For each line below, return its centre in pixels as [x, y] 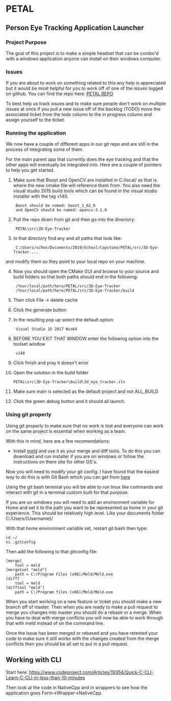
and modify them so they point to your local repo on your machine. [76, 262]
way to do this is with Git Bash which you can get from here [68, 477]
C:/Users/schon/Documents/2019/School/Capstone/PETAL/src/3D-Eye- [87, 248]
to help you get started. [30, 170]
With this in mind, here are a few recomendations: [58, 441]
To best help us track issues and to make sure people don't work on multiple [86, 104]
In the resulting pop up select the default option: [64, 320]
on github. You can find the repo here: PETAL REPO [60, 94]
